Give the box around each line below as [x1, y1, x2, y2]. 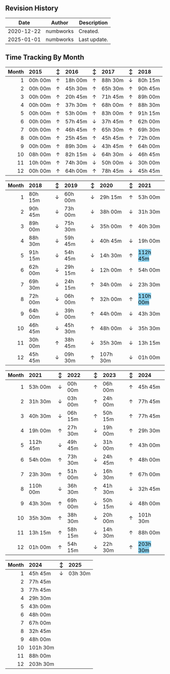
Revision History [5, 4, 59, 13]
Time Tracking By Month [5, 53, 84, 62]
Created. [78, 27, 100, 34]
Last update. [78, 35, 108, 43]
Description [79, 19, 108, 26]
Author [51, 19, 68, 26]
